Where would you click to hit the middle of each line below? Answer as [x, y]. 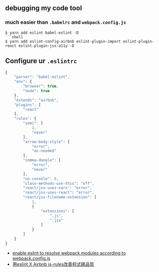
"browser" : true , [41, 87]
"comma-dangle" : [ [42, 160]
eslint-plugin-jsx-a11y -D [46, 46]
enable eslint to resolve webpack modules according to [69, 253]
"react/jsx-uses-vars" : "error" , [58, 188]
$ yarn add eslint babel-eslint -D [42, 33]
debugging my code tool [43, 8]
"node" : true [37, 91]
